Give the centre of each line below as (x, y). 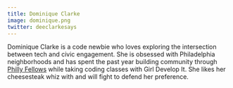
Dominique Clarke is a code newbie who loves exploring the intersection (112, 47)
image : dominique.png (39, 20)
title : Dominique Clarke (44, 14)
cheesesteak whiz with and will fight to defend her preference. (98, 77)
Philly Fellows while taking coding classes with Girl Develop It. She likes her (117, 69)
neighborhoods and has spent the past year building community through (112, 62)
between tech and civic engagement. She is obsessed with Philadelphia (111, 54)
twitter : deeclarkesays (42, 27)
